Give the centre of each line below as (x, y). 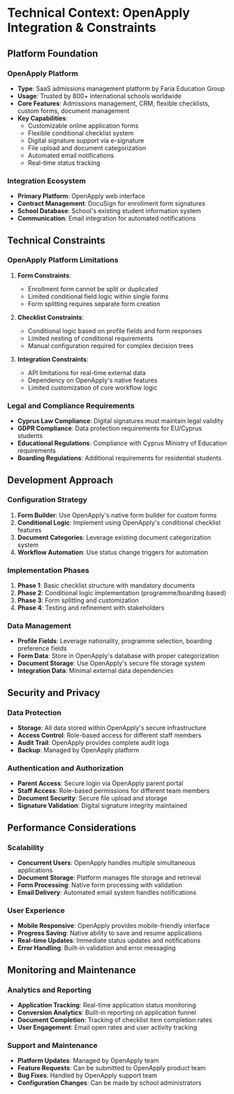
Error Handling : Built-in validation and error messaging (96, 948)
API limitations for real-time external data (87, 372)
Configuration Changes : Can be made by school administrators (109, 1083)
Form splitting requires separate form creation (94, 304)
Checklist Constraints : (51, 317)
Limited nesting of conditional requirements (90, 338)
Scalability (25, 847)
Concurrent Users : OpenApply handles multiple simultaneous (106, 863)
